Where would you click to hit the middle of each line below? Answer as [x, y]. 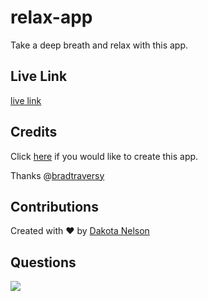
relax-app [51, 17]
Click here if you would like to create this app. [104, 156]
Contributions [54, 206]
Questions [43, 262]
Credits [34, 132]
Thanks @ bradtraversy [57, 175]
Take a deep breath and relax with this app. [99, 45]
